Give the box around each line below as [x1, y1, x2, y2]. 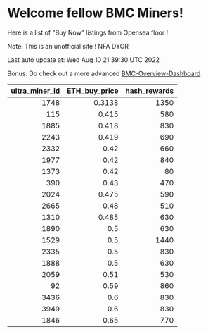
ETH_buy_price [66, 86, 119, 96]
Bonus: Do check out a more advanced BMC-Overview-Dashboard [7, 69, 201, 78]
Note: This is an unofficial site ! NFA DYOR [7, 42, 129, 50]
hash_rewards [125, 86, 174, 96]
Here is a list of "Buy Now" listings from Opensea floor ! [7, 28, 169, 37]
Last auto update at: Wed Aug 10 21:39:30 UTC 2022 [7, 55, 160, 64]
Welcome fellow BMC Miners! [7, 5, 184, 21]
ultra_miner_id [11, 86, 60, 96]
